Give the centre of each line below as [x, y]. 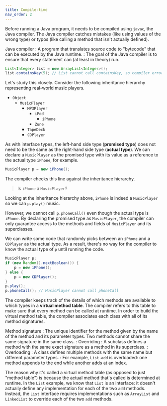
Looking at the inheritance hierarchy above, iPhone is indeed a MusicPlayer [82, 198]
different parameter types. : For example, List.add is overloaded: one [76, 358]
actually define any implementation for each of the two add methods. [75, 389]
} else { [14, 272]
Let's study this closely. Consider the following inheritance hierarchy [75, 83]
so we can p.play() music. [33, 203]
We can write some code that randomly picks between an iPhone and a [78, 239]
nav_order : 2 [19, 14]
